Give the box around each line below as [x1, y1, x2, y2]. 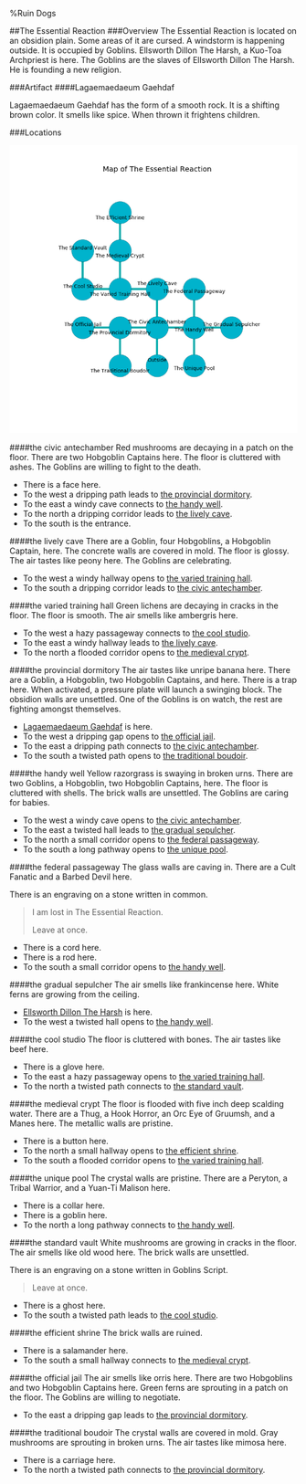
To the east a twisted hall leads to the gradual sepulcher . [22, 825, 236, 835]
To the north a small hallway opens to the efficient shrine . [22, 1145, 239, 1156]
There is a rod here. [22, 952, 98, 963]
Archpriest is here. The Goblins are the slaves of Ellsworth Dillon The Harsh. [9, 55, 295, 65]
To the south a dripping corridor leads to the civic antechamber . [22, 583, 263, 593]
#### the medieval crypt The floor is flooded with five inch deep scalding [9, 1099, 285, 1109]
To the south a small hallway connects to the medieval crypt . [22, 1355, 251, 1365]
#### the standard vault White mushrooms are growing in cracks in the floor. [9, 1237, 297, 1247]
